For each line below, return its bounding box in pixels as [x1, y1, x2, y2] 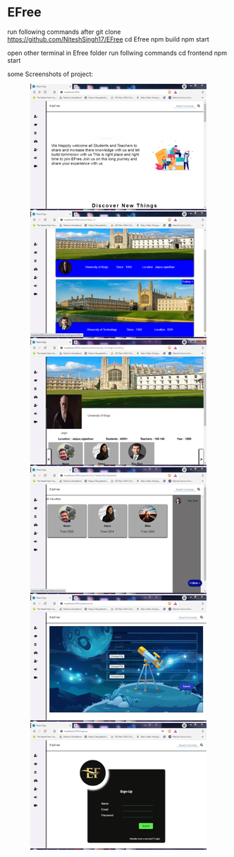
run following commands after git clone [7, 27, 121, 36]
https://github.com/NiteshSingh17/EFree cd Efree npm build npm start [7, 35, 209, 43]
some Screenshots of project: [7, 70, 94, 78]
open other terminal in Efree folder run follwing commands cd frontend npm [7, 49, 228, 57]
